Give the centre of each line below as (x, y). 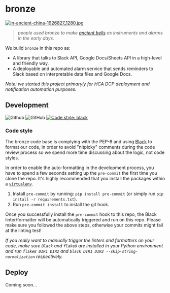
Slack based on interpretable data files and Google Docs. (72, 74)
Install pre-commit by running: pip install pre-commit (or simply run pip (88, 194)
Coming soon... (21, 284)
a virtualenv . (19, 184)
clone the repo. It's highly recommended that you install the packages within (85, 179)
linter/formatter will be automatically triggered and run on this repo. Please (83, 220)
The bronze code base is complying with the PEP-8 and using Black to (79, 142)
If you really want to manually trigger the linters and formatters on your (80, 240)
